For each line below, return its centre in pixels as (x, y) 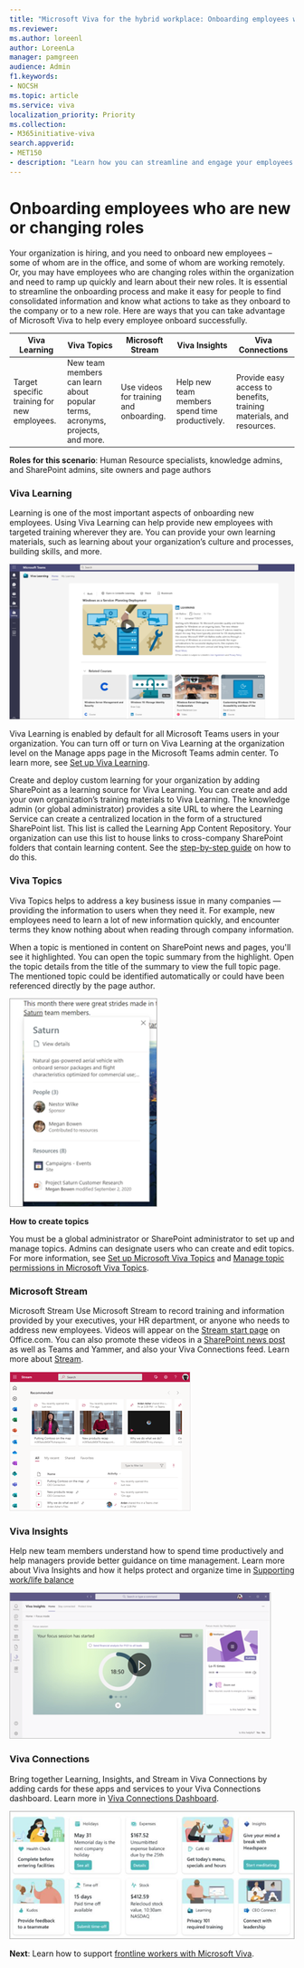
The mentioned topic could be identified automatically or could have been (147, 976)
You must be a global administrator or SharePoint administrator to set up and (152, 1239)
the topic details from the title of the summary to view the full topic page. (145, 966)
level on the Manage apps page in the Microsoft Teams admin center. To (144, 753)
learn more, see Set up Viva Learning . (80, 763)
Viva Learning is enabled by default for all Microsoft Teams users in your (145, 734)
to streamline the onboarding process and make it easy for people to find (145, 291)
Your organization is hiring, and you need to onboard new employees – (141, 253)
